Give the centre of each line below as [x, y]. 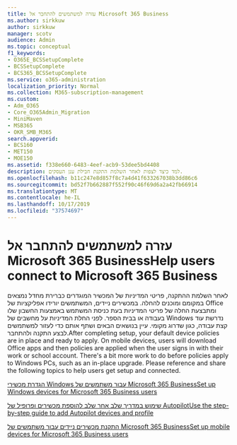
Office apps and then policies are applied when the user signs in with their [116, 348]
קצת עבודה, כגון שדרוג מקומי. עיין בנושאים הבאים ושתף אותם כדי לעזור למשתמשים [117, 325]
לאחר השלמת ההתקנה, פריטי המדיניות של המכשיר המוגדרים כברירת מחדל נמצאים [118, 295]
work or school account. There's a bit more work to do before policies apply [118, 355]
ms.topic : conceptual [39, 47]
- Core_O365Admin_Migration [49, 112]
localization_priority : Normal [53, 86]
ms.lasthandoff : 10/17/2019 [49, 204]
